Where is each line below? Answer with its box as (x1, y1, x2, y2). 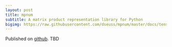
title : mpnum (5, 12, 33, 17)
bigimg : (5, 21, 22, 27)
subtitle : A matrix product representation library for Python (5, 17, 143, 22)
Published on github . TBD (5, 36, 59, 42)
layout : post (5, 7, 33, 13)
